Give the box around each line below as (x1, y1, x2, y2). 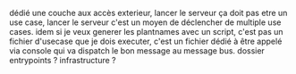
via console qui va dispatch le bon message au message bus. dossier (9, 45, 266, 56)
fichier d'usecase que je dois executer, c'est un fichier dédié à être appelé (9, 36, 283, 46)
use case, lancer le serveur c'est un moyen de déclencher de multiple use (9, 17, 282, 28)
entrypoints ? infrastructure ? (9, 55, 116, 65)
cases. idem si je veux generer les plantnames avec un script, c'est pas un (9, 27, 283, 37)
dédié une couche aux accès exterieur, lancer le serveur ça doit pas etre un (9, 8, 288, 18)
